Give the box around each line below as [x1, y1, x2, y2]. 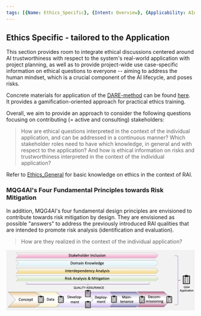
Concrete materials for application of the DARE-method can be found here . [6, 92, 191, 99]
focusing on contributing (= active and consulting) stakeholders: [6, 116, 165, 123]
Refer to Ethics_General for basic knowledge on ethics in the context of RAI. [6, 171, 193, 178]
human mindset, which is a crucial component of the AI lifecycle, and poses [6, 74, 193, 81]
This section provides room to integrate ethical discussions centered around [6, 48, 194, 56]
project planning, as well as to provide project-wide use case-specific [6, 61, 178, 68]
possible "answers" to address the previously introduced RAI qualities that [6, 220, 190, 227]
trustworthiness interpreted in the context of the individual [20, 153, 165, 160]
